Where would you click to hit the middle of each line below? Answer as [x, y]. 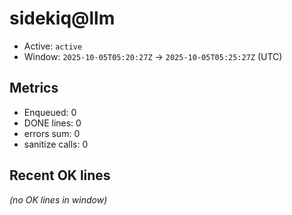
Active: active [53, 46]
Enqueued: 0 [50, 112]
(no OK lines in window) [58, 199]
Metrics [34, 88]
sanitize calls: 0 [56, 144]
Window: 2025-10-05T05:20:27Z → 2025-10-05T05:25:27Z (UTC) [153, 56]
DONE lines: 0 [52, 123]
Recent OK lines [60, 175]
